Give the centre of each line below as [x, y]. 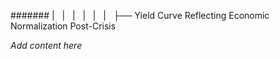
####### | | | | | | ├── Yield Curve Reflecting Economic [140, 15]
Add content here [46, 45]
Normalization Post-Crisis [63, 26]
